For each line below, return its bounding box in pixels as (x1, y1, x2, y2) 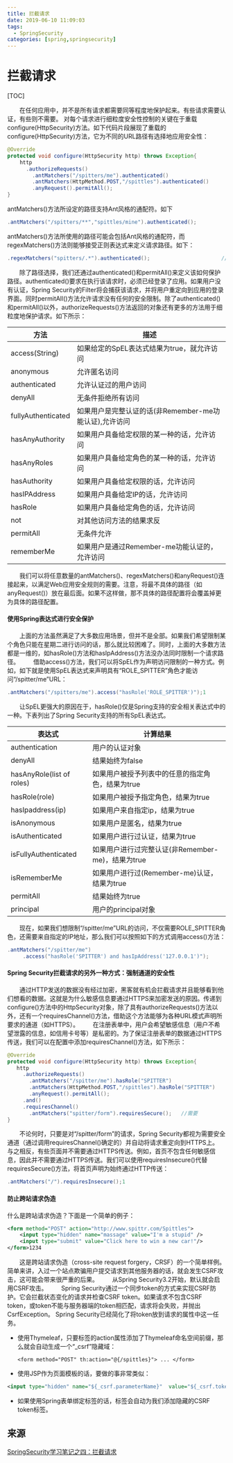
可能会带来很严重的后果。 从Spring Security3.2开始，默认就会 (25, 1275, 214, 1284)
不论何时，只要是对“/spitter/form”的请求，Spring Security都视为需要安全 (19, 1130, 226, 1138)
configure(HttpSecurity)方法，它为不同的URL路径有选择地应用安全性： (7, 132, 209, 141)
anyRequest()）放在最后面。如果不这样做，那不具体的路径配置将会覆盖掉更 (7, 589, 222, 597)
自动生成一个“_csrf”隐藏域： (35, 1343, 116, 1351)
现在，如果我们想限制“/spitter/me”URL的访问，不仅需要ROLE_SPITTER (19, 924, 220, 932)
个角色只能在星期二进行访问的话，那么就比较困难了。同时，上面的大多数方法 (7, 640, 226, 649)
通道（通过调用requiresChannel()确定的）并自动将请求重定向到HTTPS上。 (7, 1139, 219, 1147)
